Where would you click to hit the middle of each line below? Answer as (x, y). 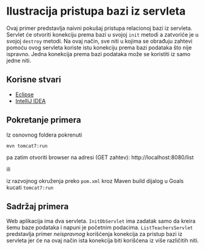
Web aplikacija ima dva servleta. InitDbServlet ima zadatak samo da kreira (101, 221)
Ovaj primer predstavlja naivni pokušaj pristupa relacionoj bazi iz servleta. (99, 28)
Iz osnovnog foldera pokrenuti (44, 135)
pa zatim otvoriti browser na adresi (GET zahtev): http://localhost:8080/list (100, 157)
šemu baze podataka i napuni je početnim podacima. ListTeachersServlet (100, 227)
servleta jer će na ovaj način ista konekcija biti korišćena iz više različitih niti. (102, 241)
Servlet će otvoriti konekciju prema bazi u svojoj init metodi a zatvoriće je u (102, 34)
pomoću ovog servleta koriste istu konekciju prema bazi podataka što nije (99, 48)
